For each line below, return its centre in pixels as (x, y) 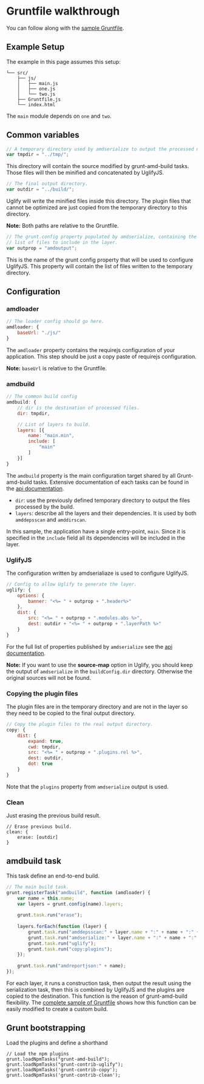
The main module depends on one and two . (59, 116)
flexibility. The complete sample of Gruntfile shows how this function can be (101, 1002)
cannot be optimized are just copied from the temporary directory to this (97, 208)
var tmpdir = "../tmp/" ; (38, 155)
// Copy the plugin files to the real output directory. (80, 724)
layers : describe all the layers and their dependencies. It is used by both (106, 513)
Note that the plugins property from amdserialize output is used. (87, 787)
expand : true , (46, 741)
